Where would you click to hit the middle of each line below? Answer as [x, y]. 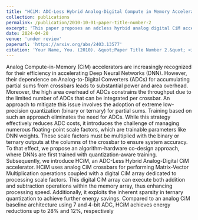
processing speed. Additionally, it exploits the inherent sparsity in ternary [95, 192]
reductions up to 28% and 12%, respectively [60, 211]
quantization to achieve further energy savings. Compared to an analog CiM [98, 198]
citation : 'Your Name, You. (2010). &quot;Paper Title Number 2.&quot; [96, 50]
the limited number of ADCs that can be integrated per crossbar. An [88, 98]
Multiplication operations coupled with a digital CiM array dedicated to [91, 173]
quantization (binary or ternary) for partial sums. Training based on [111, 110]
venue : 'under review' [34, 39]
